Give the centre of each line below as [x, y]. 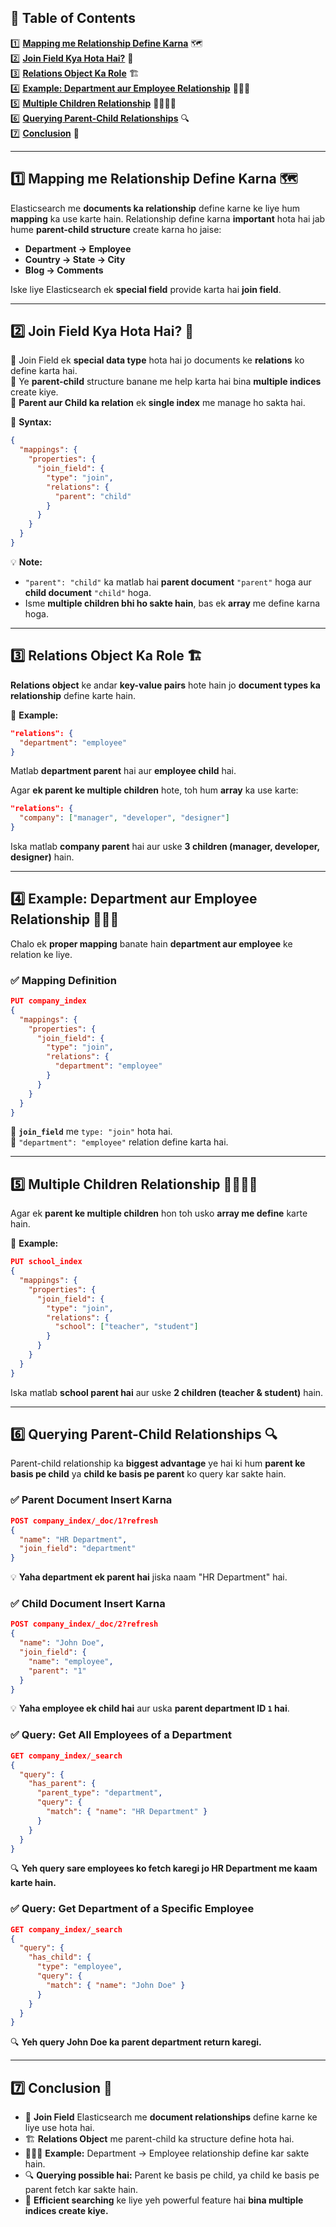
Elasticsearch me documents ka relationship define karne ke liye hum [155, 208]
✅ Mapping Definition [63, 980]
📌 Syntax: [31, 422]
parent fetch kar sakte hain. [81, 2190]
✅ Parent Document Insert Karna [91, 1500]
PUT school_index [46, 1262]
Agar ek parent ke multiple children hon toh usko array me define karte [159, 1213]
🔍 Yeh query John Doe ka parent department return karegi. [136, 2042]
